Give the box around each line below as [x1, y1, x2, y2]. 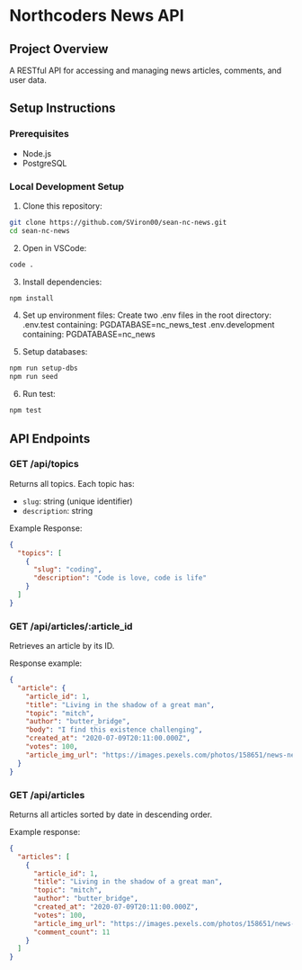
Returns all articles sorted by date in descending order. [9, 809, 213, 820]
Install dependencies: [22, 276, 102, 287]
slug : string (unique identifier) [22, 496, 133, 507]
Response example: [9, 658, 83, 669]
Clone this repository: [22, 200, 102, 211]
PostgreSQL [22, 157, 67, 168]
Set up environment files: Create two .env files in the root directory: [22, 310, 272, 320]
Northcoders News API [9, 5, 184, 26]
